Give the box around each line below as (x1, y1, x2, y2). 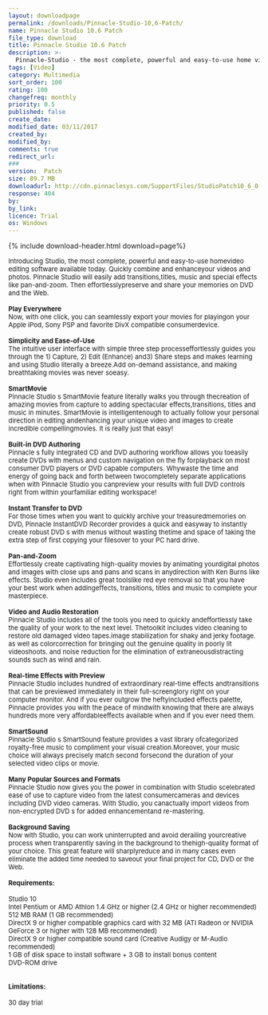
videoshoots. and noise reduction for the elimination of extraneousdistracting (8, 647, 244, 656)
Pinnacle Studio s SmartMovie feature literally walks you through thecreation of (8, 392, 250, 401)
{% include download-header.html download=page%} (8, 241, 187, 251)
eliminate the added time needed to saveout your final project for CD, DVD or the (8, 855, 254, 864)
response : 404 (8, 189, 56, 198)
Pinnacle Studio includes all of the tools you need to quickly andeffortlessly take (8, 616, 253, 624)
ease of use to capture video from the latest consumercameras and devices (8, 791, 240, 800)
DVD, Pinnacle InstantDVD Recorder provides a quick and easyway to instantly (8, 520, 247, 529)
